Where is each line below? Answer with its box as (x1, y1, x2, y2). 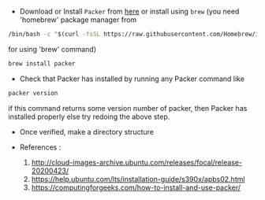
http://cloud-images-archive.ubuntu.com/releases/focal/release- (31, 157, 243, 167)
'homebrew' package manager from (19, 15, 137, 24)
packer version (8, 89, 58, 97)
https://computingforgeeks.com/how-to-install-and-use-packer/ (31, 183, 241, 192)
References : (19, 142, 62, 152)
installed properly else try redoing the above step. (8, 112, 170, 121)
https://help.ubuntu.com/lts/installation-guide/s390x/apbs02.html (31, 174, 245, 183)
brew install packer (8, 59, 77, 68)
